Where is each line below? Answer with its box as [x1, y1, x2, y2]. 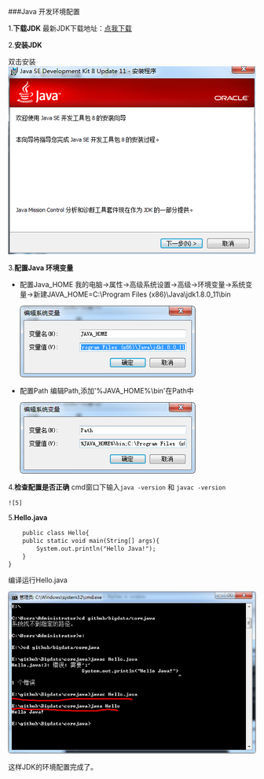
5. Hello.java [8, 513, 48, 522]
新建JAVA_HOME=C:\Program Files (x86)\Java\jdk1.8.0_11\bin [33, 290, 232, 299]
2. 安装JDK [8, 40, 42, 50]
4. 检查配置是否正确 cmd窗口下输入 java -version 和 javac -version [8, 482, 226, 492]
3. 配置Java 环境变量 [8, 263, 74, 272]
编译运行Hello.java [8, 575, 68, 585]
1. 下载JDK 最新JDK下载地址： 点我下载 [8, 24, 132, 33]
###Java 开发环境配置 [8, 7, 80, 16]
